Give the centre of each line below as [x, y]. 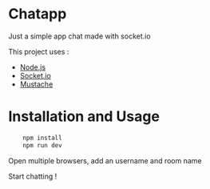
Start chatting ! [33, 176]
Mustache [36, 84]
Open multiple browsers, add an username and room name [105, 160]
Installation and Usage [84, 117]
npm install [42, 138]
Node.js [33, 67]
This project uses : [39, 51]
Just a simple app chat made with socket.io [79, 36]
